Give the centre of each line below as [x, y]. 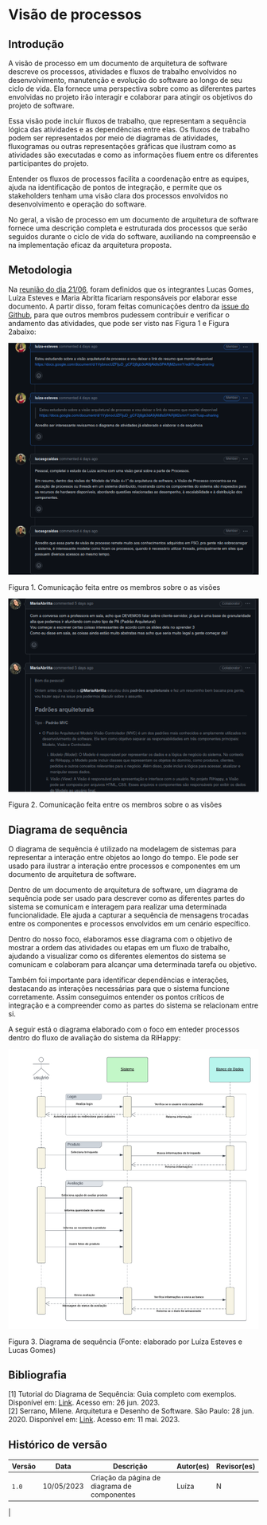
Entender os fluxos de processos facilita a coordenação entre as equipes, [129, 179]
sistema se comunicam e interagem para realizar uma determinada [118, 907]
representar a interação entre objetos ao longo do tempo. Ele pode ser [124, 858]
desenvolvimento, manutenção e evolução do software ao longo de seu [125, 80]
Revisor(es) [236, 1466]
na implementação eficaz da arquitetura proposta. [90, 245]
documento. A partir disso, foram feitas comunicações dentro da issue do [129, 306]
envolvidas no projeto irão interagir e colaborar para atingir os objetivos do [130, 97]
